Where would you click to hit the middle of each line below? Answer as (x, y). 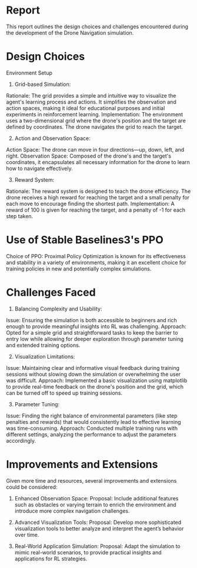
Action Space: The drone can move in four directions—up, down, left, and (95, 149)
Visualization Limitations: (45, 356)
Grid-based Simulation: (43, 84)
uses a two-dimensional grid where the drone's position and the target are (96, 121)
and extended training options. (43, 345)
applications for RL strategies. (51, 559)
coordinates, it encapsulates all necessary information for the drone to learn (98, 162)
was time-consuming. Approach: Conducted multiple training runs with (92, 428)
